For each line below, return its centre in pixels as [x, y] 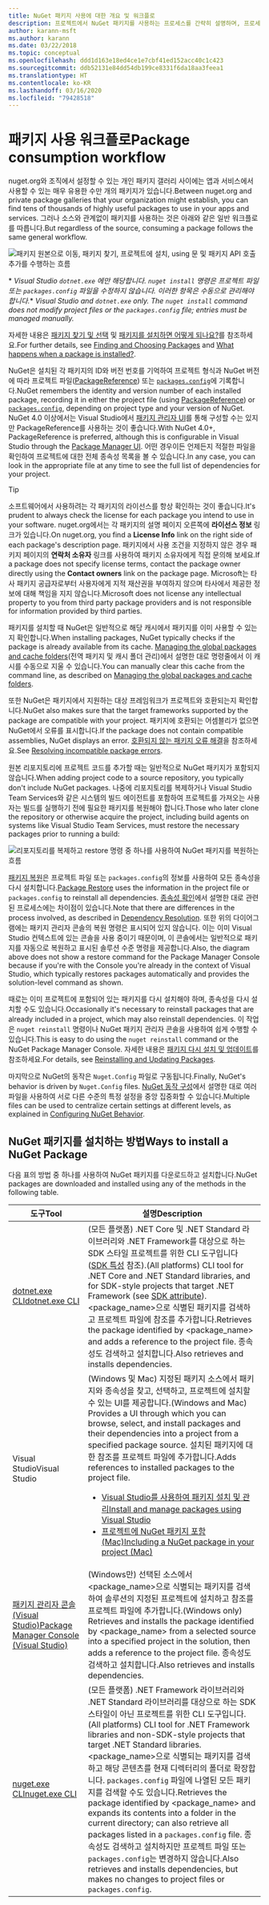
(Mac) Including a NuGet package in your [178, 1542]
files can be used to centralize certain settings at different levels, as [120, 1106]
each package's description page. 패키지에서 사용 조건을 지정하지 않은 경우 [128, 545]
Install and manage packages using [175, 1509]
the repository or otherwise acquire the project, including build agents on [129, 817]
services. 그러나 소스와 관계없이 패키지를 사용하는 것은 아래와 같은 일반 [119, 218]
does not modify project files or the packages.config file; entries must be [128, 310]
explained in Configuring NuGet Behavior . [77, 1114]
